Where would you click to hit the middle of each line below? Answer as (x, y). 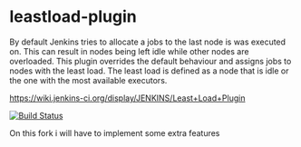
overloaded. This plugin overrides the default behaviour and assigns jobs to (150, 61)
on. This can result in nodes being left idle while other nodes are (129, 51)
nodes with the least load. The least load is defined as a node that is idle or (149, 71)
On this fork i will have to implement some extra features (115, 132)
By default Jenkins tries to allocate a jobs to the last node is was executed (148, 42)
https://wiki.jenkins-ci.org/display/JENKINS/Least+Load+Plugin (127, 98)
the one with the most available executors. (88, 80)
